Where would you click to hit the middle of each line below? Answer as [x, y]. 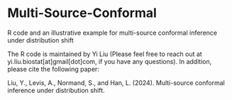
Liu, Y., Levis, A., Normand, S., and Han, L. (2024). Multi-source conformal [116, 82]
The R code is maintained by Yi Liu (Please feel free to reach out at [105, 54]
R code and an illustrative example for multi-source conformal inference [112, 33]
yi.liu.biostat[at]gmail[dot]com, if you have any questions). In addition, [110, 61]
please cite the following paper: [53, 69]
